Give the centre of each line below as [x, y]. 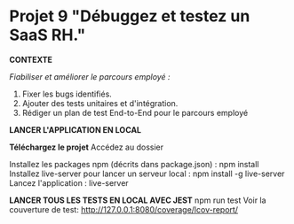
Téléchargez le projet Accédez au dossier [87, 147]
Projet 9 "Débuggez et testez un [130, 16]
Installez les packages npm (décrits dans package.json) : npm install [134, 164]
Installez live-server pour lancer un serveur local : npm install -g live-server [147, 174]
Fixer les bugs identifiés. [67, 94]
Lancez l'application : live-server [69, 182]
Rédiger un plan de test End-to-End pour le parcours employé [135, 112]
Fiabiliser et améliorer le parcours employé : [90, 76]
